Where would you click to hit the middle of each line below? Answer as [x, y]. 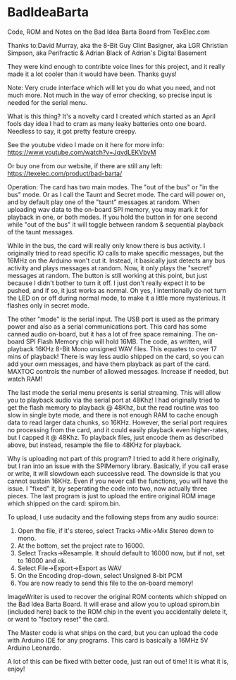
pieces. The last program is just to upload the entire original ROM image [112, 496]
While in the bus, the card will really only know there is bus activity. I [106, 245]
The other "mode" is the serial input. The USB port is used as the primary [113, 319]
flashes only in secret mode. [48, 305]
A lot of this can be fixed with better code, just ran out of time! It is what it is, [118, 661]
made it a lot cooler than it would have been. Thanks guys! [92, 74]
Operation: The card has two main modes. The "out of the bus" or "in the [113, 187]
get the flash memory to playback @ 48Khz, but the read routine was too [113, 407]
